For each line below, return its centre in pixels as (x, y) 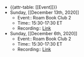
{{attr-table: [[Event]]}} (33, 7)
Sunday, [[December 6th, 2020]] (43, 33)
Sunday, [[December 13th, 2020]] (44, 12)
